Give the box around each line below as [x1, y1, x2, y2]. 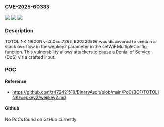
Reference [5, 78, 27, 84]
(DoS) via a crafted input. [5, 54, 56, 60]
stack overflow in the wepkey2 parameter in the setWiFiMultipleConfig [5, 43, 147, 49]
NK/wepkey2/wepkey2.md [12, 94, 66, 100]
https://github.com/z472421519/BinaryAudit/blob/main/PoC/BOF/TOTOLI [12, 89, 159, 95]
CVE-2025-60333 [5, 3, 50, 10]
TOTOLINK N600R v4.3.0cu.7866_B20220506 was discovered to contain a [5, 38, 156, 44]
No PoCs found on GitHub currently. [5, 116, 78, 122]
